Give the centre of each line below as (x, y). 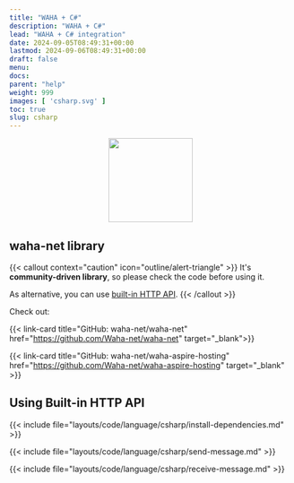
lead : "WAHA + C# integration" (68, 34)
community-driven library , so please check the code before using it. (137, 276)
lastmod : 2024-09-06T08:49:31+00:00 (78, 51)
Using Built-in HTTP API (77, 403)
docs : (19, 76)
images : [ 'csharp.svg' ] (57, 101)
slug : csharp (34, 117)
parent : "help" (38, 84)
